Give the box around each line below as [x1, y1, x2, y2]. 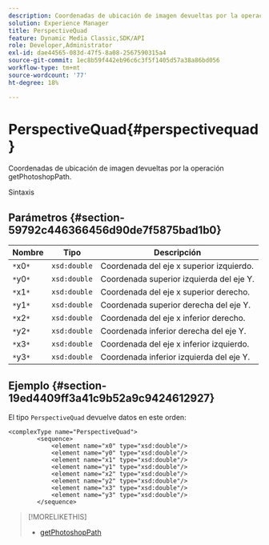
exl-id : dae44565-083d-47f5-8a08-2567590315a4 [8, 49, 167, 57]
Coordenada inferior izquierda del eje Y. [100, 351, 251, 363]
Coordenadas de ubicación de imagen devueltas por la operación [8, 163, 224, 173]
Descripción [153, 247, 202, 258]
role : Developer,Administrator [8, 42, 113, 50]
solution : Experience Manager [8, 19, 110, 27]
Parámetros [8, 210, 68, 224]
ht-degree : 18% [8, 78, 59, 86]
